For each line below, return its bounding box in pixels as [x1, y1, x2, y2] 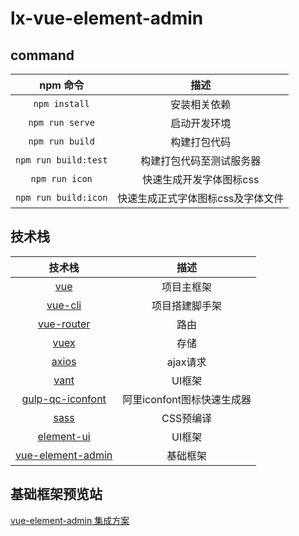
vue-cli [46, 298, 82, 312]
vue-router [37, 317, 91, 331]
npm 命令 [39, 78, 85, 92]
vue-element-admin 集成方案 [10, 514, 130, 526]
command [10, 47, 75, 64]
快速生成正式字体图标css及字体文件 [117, 192, 285, 205]
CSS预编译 [161, 411, 213, 425]
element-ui [37, 429, 91, 443]
